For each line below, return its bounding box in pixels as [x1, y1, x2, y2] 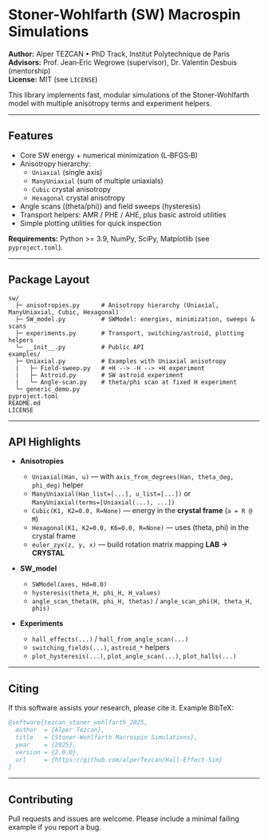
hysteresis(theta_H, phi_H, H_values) [31, 589, 161, 597]
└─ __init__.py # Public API [15, 343, 145, 351]
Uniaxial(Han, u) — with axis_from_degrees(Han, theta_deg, [31, 472, 234, 481]
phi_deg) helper [31, 480, 84, 490]
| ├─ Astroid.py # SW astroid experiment [15, 371, 183, 379]
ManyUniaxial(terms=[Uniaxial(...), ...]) [31, 499, 175, 507]
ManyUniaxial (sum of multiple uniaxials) [31, 176, 164, 185]
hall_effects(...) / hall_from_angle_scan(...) [31, 634, 189, 644]
